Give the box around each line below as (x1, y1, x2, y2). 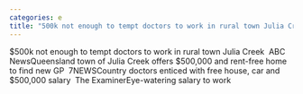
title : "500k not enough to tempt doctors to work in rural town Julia (9, 21, 284, 30)
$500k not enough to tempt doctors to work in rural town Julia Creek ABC (9, 46, 286, 56)
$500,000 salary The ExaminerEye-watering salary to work (9, 74, 232, 85)
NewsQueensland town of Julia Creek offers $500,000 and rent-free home (9, 56, 287, 66)
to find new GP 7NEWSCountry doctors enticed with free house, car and (9, 64, 280, 76)
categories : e (9, 13, 63, 22)
